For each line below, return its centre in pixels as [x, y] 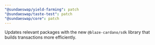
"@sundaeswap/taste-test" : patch [39, 14]
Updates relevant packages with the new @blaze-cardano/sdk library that [77, 32]
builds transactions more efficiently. [40, 37]
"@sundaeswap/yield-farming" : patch [42, 9]
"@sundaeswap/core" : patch [32, 18]
